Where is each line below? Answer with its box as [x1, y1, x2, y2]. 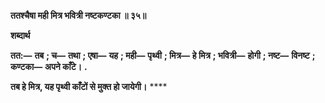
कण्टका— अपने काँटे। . [10, 61, 88, 72]
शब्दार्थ [10, 30, 31, 41]
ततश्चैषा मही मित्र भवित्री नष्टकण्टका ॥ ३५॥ [10, 10, 147, 21]
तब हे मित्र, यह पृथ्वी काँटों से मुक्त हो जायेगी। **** [10, 81, 168, 92]
